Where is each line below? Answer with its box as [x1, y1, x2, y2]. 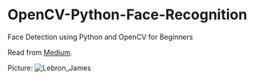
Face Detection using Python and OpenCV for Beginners [7, 32, 193, 42]
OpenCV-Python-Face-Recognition [7, 6, 248, 24]
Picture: [7, 62, 34, 73]
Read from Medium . [7, 47, 73, 57]
